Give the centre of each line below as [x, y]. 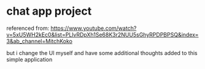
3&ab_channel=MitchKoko [39, 41]
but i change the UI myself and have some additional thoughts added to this [102, 53]
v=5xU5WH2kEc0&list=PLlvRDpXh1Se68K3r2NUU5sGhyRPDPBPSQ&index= [102, 34]
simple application [29, 59]
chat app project [49, 11]
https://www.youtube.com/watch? [94, 28]
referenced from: [28, 28]
